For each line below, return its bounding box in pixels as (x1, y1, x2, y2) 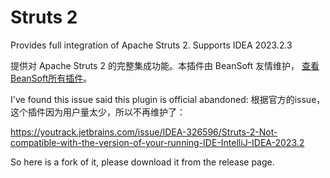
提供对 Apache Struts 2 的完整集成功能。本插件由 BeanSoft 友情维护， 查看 (10, 59, 320, 71)
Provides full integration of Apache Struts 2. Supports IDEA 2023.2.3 (10, 39, 293, 51)
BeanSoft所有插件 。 (10, 72, 93, 84)
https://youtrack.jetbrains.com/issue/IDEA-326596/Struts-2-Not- (10, 126, 278, 138)
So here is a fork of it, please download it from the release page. (10, 156, 275, 168)
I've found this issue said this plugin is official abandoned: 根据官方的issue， (10, 93, 326, 105)
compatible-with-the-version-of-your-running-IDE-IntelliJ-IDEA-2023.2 (10, 136, 305, 148)
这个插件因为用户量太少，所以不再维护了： (10, 106, 186, 118)
